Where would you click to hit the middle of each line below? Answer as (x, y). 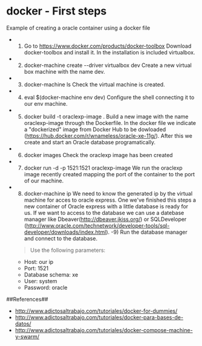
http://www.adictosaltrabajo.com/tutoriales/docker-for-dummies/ (96, 311)
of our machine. (44, 181)
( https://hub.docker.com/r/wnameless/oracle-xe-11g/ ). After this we (108, 136)
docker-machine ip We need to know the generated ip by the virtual (108, 193)
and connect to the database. (61, 238)
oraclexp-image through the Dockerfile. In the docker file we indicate (110, 123)
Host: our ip (39, 261)
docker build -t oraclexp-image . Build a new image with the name (106, 117)
